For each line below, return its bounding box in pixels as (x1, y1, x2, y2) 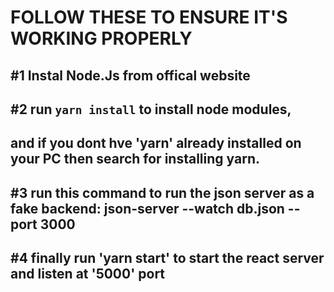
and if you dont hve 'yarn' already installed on (10, 135, 302, 152)
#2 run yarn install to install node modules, (10, 101, 292, 118)
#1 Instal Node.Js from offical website (10, 67, 251, 84)
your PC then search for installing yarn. (10, 151, 260, 168)
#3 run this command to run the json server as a (10, 184, 315, 201)
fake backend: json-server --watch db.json (10, 200, 285, 217)
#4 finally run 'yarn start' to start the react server (10, 250, 325, 267)
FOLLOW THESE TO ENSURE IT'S (10, 6, 288, 29)
